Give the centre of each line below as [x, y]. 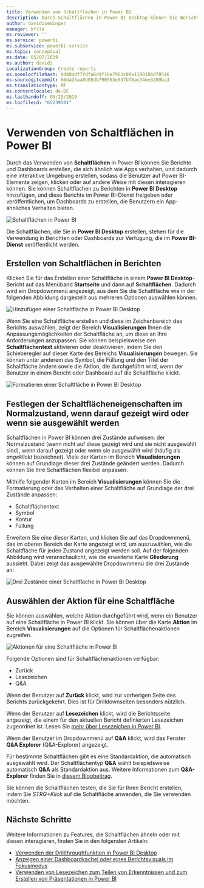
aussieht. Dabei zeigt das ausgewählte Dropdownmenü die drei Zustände [98, 563]
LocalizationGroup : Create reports [51, 69]
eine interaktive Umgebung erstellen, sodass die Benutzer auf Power [92, 175]
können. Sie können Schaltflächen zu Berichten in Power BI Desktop [92, 188]
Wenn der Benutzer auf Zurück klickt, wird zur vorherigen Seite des [91, 695]
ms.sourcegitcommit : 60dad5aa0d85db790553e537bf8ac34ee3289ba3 [88, 80]
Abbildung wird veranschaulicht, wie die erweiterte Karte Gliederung [93, 557]
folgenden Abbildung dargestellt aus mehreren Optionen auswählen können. [102, 298]
